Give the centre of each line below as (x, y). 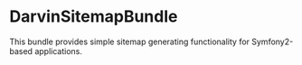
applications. (59, 51)
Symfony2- (273, 42)
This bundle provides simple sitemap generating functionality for (130, 42)
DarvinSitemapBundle (94, 17)
